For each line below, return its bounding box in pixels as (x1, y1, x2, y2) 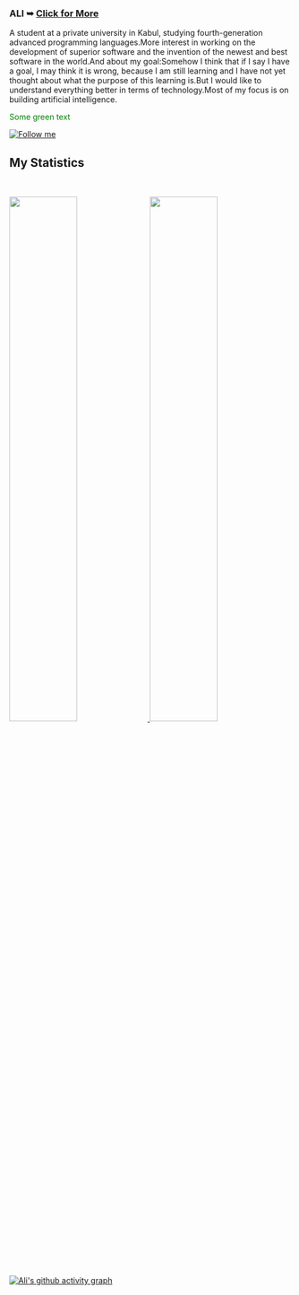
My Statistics (9, 155, 85, 170)
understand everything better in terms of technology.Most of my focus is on (9, 84, 289, 96)
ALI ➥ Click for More (9, 7, 99, 20)
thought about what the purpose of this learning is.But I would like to (9, 75, 262, 86)
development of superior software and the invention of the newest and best (9, 47, 288, 57)
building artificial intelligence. (9, 94, 118, 105)
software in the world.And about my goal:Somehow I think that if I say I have (9, 56, 290, 67)
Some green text (9, 111, 71, 123)
